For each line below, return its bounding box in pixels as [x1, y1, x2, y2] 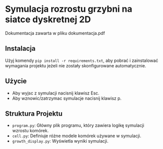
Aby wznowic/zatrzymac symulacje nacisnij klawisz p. [12, 95, 122, 101]
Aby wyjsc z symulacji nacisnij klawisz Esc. [12, 90, 99, 96]
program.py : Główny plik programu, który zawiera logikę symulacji [12, 122, 144, 128]
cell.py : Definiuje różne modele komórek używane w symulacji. [12, 133, 141, 139]
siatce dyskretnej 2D [5, 14, 91, 25]
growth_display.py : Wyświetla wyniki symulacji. [12, 138, 109, 144]
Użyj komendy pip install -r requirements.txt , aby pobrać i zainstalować [5, 58, 159, 63]
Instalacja [5, 44, 36, 53]
